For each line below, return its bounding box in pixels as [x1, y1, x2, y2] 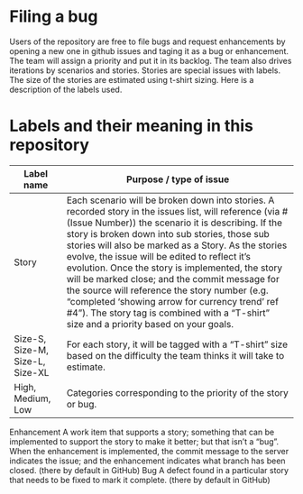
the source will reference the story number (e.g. [66, 284, 269, 297]
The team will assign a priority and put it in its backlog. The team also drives [9, 55, 292, 66]
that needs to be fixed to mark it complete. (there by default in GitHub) [9, 474, 271, 485]
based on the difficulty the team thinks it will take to [66, 349, 285, 361]
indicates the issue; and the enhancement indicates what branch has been [9, 455, 286, 466]
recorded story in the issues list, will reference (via [66, 205, 280, 217]
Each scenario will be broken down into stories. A [66, 194, 275, 206]
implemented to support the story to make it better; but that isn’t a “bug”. [9, 435, 280, 447]
